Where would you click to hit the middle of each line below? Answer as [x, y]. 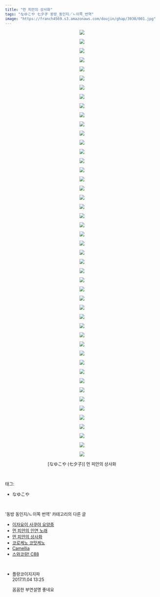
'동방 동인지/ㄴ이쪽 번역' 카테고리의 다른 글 [46, 514]
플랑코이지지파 [26, 574]
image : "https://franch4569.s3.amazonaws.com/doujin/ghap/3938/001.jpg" [80, 19]
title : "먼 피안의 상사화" [29, 10]
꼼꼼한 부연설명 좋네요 [33, 590]
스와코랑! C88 [25, 554]
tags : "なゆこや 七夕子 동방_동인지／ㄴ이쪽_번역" [50, 14]
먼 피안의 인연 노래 [30, 531]
